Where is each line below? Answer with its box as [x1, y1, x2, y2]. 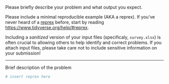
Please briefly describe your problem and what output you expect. [5, 4, 142, 10]
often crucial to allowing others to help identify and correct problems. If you [5, 39, 162, 45]
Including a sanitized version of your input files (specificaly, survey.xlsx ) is [5, 34, 161, 40]
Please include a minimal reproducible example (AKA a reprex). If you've [5, 14, 155, 19]
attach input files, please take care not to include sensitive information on [5, 45, 157, 50]
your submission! [5, 50, 41, 56]
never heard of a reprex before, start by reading [5, 19, 104, 25]
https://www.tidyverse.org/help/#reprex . [5, 24, 89, 30]
